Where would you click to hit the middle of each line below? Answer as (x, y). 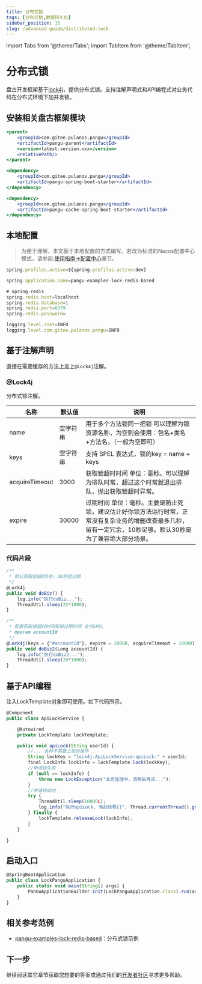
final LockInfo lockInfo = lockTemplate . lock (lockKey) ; (99, 763)
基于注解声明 (30, 351)
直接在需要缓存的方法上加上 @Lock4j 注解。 (58, 366)
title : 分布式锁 (25, 12)
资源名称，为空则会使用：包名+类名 (136, 433)
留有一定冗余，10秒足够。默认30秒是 (139, 530)
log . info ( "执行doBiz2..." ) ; (51, 654)
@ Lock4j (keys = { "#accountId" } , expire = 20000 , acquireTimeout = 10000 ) (101, 643)
